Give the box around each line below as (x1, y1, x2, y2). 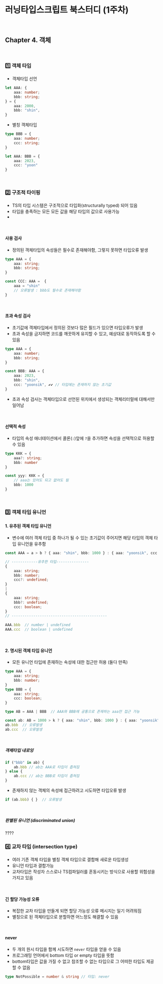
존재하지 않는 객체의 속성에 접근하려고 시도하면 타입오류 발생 (12, 787, 127, 793)
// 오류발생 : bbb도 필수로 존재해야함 (14, 288, 81, 293)
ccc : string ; (14, 140, 40, 146)
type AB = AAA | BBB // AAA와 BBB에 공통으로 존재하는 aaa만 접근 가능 (5, 709, 140, 714)
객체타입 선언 (12, 76, 37, 82)
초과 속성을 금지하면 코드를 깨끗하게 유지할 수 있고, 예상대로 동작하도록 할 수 (12, 330, 156, 336)
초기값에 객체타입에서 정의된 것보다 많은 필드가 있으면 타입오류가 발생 (12, 325, 143, 330)
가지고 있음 (12, 875, 33, 881)
